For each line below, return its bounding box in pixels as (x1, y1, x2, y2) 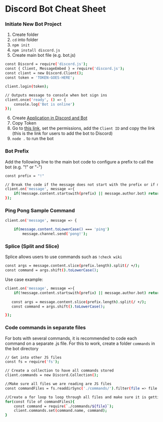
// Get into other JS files (5, 355, 62, 360)
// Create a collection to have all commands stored (5, 368, 114, 373)
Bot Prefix (5, 148, 29, 155)
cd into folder (12, 37, 39, 43)
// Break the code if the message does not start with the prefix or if (5, 182, 155, 187)
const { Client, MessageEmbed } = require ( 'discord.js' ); (5, 66, 125, 71)
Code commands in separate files (5, 324, 86, 331)
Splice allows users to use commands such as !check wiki (5, 254, 122, 260)
